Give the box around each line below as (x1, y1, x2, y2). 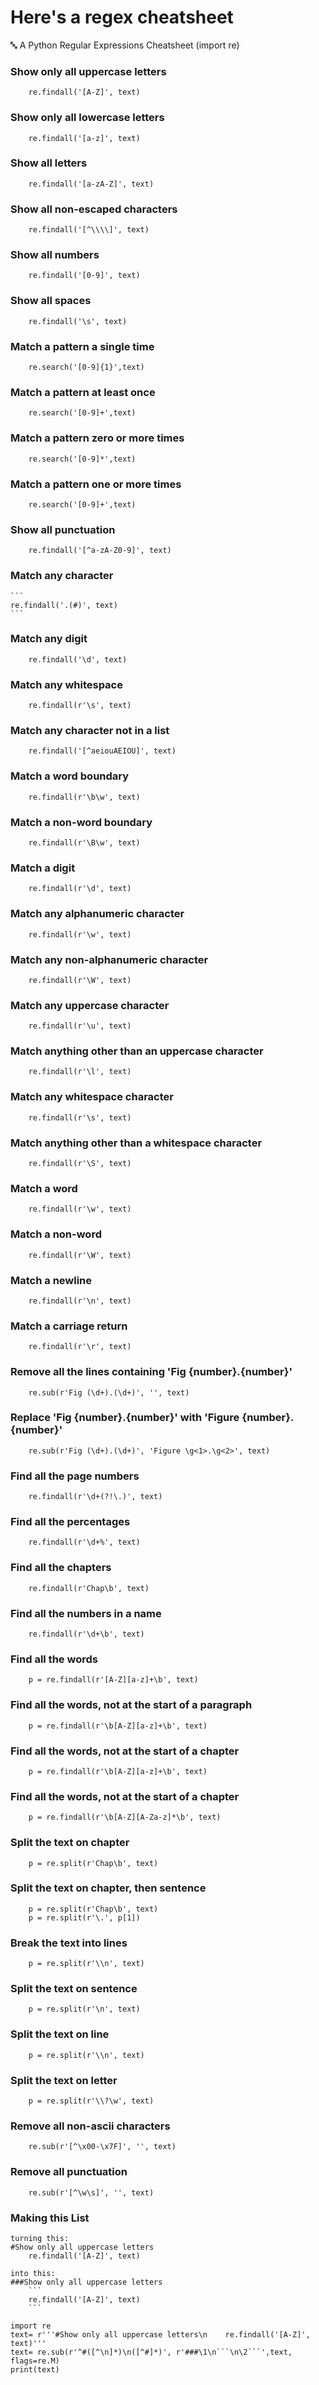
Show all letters (10, 156, 88, 170)
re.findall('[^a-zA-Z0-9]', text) (28, 546, 172, 556)
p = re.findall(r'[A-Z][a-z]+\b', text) (28, 1675, 199, 1685)
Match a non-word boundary (10, 815, 153, 829)
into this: (10, 2268, 56, 2278)
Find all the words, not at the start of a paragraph (10, 1698, 253, 1712)
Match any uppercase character (10, 998, 170, 1012)
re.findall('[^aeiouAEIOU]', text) (28, 746, 177, 756)
